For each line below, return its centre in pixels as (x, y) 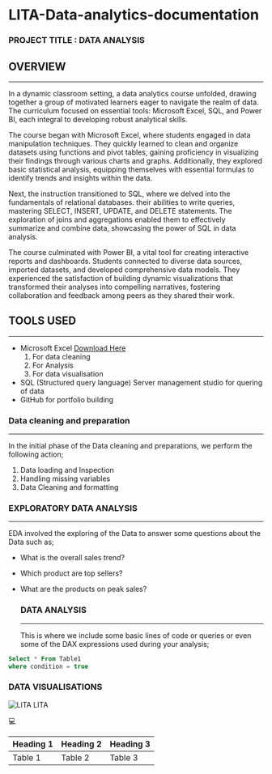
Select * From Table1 (45, 659)
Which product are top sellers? (71, 573)
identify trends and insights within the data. (81, 178)
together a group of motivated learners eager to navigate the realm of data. (134, 102)
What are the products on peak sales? (83, 589)
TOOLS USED (42, 321)
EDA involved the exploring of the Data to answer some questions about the (135, 534)
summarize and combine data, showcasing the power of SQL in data (122, 228)
